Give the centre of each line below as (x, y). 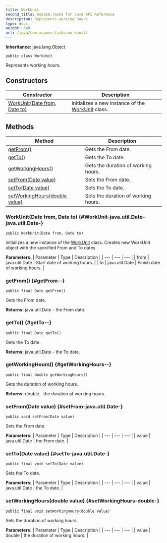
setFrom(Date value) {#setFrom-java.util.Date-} (64, 406)
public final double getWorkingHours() (47, 375)
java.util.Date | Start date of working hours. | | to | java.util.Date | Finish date (83, 262)
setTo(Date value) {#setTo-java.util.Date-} (58, 454)
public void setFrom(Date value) (40, 417)
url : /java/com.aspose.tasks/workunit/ (47, 33)
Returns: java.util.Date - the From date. (46, 310)
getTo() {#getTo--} (28, 323)
